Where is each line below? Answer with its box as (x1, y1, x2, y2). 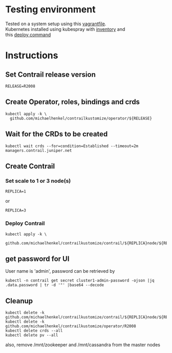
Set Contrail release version (5, 70, 96, 79)
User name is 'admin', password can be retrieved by (5, 268, 115, 274)
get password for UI (5, 254, 70, 263)
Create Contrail (5, 162, 55, 170)
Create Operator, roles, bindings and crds (5, 98, 140, 107)
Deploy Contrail (5, 220, 45, 227)
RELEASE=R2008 (5, 83, 36, 89)
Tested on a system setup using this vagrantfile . (5, 21, 106, 27)
